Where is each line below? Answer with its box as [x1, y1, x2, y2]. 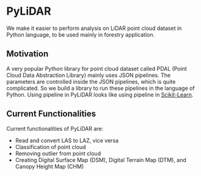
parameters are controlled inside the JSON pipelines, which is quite [6, 78, 176, 85]
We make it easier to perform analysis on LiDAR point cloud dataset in [6, 24, 182, 32]
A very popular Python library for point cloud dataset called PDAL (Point [6, 65, 188, 72]
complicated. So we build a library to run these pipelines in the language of [6, 84, 195, 92]
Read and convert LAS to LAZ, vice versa [15, 136, 119, 144]
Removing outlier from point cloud [15, 150, 101, 157]
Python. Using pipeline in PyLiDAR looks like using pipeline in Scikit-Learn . [6, 90, 194, 98]
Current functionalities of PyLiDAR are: [6, 125, 104, 132]
